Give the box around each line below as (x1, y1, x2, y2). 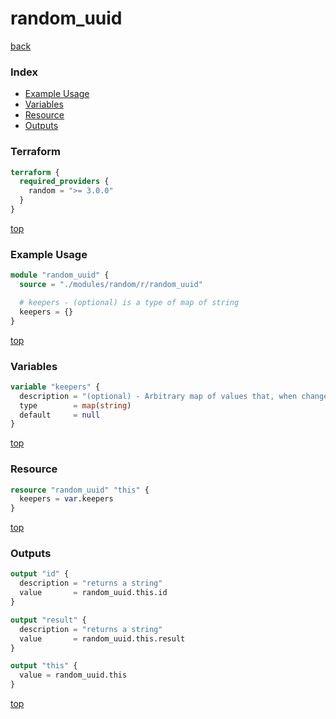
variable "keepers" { (10, 382, 101, 392)
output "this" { (10, 661, 78, 671)
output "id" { (10, 569, 70, 579)
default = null (19, 410, 101, 420)
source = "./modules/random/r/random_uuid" (19, 280, 203, 290)
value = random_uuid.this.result (19, 633, 186, 644)
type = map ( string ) (19, 400, 132, 411)
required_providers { (19, 177, 110, 187)
